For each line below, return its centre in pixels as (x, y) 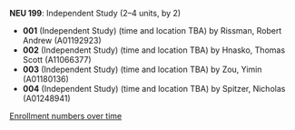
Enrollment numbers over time (66, 116)
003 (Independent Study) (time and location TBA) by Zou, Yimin (142, 69)
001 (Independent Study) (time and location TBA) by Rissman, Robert (152, 30)
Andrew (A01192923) (62, 40)
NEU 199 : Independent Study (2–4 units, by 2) (95, 13)
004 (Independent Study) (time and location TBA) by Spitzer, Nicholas (154, 89)
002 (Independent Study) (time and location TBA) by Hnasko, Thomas (154, 50)
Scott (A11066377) (57, 60)
